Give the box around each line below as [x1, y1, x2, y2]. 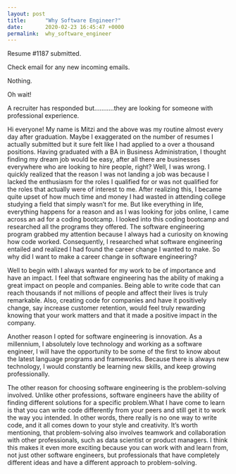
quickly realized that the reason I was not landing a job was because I [7, 170, 209, 178]
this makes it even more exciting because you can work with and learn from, [7, 444, 229, 452]
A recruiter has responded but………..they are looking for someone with [7, 104, 213, 113]
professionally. [7, 370, 50, 378]
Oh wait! [7, 90, 32, 99]
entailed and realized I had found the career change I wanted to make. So [7, 245, 221, 254]
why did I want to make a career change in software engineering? [7, 253, 197, 261]
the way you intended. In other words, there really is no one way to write [7, 413, 217, 422]
